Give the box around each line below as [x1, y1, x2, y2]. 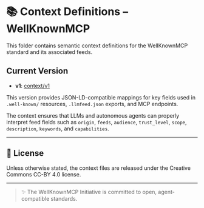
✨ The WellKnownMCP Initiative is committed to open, [21, 188, 157, 195]
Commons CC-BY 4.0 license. [6, 170, 81, 178]
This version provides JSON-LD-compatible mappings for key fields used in [6, 93, 196, 101]
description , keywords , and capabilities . [6, 125, 109, 132]
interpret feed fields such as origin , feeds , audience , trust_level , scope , [6, 118, 187, 126]
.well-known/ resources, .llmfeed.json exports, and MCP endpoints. [6, 100, 178, 107]
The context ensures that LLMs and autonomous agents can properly [6, 112, 180, 119]
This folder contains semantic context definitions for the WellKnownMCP [6, 42, 188, 49]
